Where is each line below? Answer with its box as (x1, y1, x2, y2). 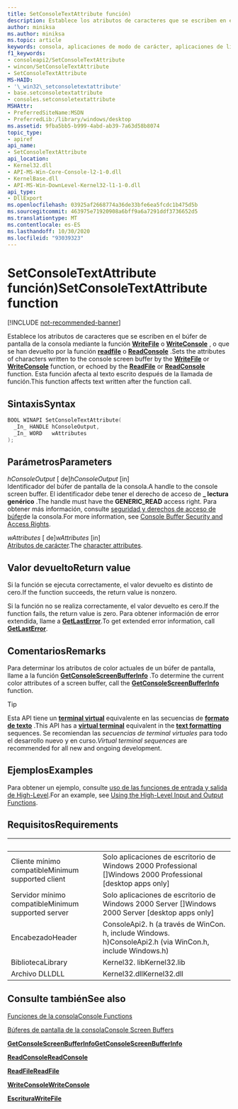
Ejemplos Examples (7, 765, 93, 777)
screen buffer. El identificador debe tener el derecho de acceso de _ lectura (7, 490, 229, 498)
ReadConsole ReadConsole (7, 1053, 89, 1062)
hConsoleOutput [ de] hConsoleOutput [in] (7, 475, 130, 483)
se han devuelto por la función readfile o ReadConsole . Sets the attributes (7, 347, 225, 356)
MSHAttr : (7, 103, 33, 110)
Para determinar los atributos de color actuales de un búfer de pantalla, (7, 664, 216, 672)
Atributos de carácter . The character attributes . (7, 541, 143, 550)
